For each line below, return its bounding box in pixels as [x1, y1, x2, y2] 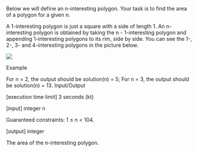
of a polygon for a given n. [6, 11, 70, 18]
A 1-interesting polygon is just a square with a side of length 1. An [6, 23, 165, 30]
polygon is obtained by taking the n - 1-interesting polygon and [33, 29, 187, 36]
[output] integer [6, 128, 44, 135]
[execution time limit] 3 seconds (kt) [6, 93, 94, 100]
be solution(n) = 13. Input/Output [6, 82, 86, 89]
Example [6, 64, 28, 71]
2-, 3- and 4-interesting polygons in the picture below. [6, 41, 139, 48]
